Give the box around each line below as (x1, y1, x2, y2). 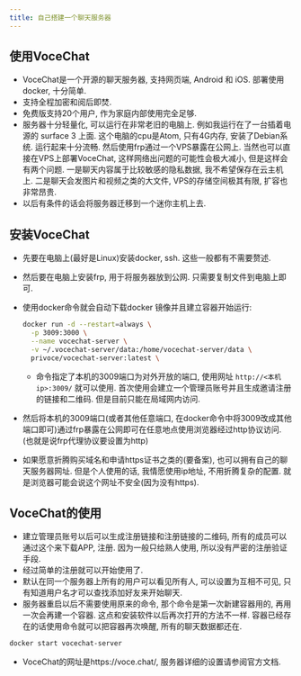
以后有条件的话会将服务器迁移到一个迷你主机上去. (22, 198, 207, 209)
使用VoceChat (9, 49, 90, 64)
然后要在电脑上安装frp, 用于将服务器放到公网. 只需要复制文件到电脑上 (22, 272, 279, 283)
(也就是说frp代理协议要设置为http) (22, 435, 149, 446)
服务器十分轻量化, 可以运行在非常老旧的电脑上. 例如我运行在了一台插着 (22, 119, 284, 131)
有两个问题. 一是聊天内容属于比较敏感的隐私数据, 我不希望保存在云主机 (22, 164, 284, 176)
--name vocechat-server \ (31, 337, 128, 346)
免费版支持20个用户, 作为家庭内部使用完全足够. (22, 108, 198, 119)
